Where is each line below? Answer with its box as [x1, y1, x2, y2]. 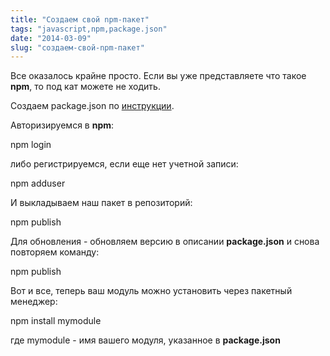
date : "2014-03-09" [10, 33, 92, 43]
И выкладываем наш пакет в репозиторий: [10, 197, 193, 209]
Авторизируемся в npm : [10, 119, 115, 131]
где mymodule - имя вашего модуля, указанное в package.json [10, 334, 281, 346]
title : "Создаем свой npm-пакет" [10, 14, 150, 25]
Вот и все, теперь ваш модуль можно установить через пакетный [10, 285, 293, 297]
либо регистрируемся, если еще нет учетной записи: [10, 158, 239, 170]
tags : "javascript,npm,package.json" [10, 24, 168, 34]
